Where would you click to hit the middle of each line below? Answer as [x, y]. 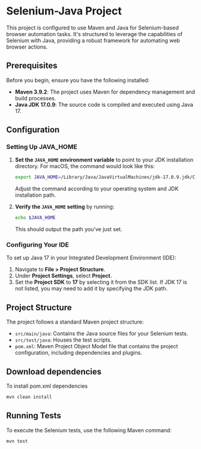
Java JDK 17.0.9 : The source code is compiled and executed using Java [104, 104]
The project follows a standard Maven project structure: [75, 322]
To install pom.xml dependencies [47, 386]
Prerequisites [32, 66]
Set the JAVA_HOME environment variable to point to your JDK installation [104, 160]
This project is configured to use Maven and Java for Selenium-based [92, 28]
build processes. [35, 98]
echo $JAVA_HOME [35, 218]
